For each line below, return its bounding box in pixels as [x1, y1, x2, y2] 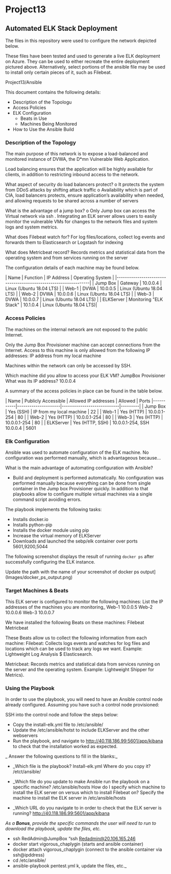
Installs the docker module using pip [12, 527, 89, 533]
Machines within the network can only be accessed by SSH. [5, 362, 132, 368]
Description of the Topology [5, 139, 77, 146]
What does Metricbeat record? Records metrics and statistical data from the [5, 249, 165, 256]
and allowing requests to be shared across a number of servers [5, 198, 139, 204]
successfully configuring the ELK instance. [5, 558, 95, 565]
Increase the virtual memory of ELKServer [12, 532, 101, 538]
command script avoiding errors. [12, 496, 82, 503]
